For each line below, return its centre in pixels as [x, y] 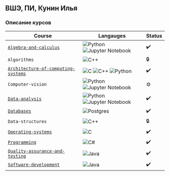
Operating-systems [30, 132]
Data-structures [27, 122]
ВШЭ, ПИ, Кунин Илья [41, 8]
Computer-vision [27, 84]
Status [154, 36]
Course [43, 36]
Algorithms [21, 60]
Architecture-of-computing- [41, 68]
